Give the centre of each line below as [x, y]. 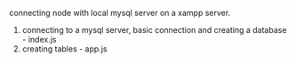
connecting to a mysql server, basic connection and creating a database [154, 30]
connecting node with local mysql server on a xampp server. [120, 13]
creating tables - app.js [64, 49]
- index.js [39, 39]
